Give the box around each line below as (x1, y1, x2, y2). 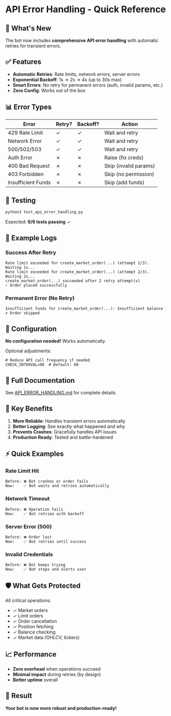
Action (121, 120, 138, 127)
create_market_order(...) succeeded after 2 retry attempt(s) (5, 278, 140, 284)
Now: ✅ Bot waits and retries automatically (5, 483, 110, 489)
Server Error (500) (5, 523, 52, 530)
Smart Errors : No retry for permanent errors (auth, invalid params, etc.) (12, 82, 163, 88)
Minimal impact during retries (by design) (12, 671, 101, 677)
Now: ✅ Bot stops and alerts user (5, 567, 87, 572)
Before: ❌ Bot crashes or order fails (5, 479, 88, 484)
